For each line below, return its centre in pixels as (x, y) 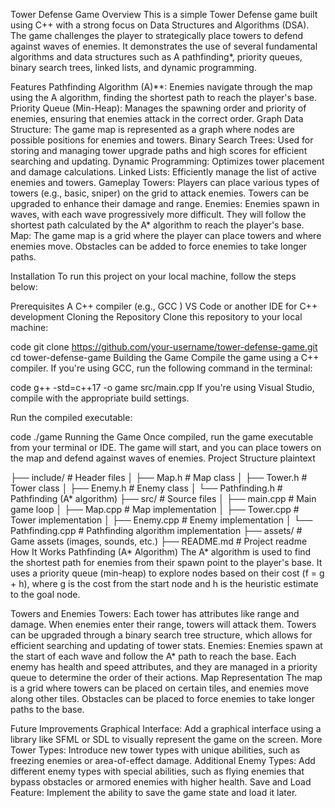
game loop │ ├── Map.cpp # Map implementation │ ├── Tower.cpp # (155, 509)
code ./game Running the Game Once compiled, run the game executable (162, 437)
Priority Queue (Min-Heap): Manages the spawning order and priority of (158, 108)
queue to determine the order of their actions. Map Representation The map (166, 677)
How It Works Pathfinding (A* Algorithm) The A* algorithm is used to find (161, 552)
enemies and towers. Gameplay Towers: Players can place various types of (165, 182)
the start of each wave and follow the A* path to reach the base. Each (153, 656)
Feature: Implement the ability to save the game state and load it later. (154, 792)
